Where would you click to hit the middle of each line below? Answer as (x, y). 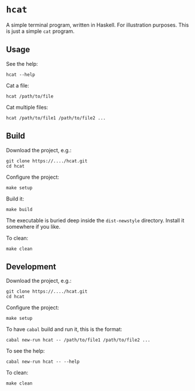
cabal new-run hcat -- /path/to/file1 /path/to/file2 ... (78, 340)
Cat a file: (18, 85)
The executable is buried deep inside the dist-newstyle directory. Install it (95, 220)
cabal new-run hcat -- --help (43, 362)
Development (31, 267)
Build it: (15, 199)
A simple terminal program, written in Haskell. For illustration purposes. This (97, 25)
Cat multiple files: (27, 107)
